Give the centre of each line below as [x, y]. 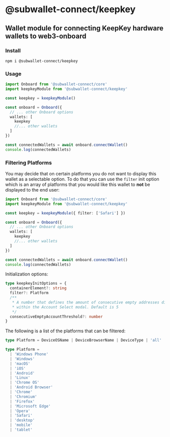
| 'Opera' [20, 411]
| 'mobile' [21, 425]
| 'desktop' [23, 420]
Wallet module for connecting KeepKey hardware [84, 28]
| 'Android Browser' [31, 387]
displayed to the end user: [32, 190]
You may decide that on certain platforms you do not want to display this [81, 173]
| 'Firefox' [23, 401]
